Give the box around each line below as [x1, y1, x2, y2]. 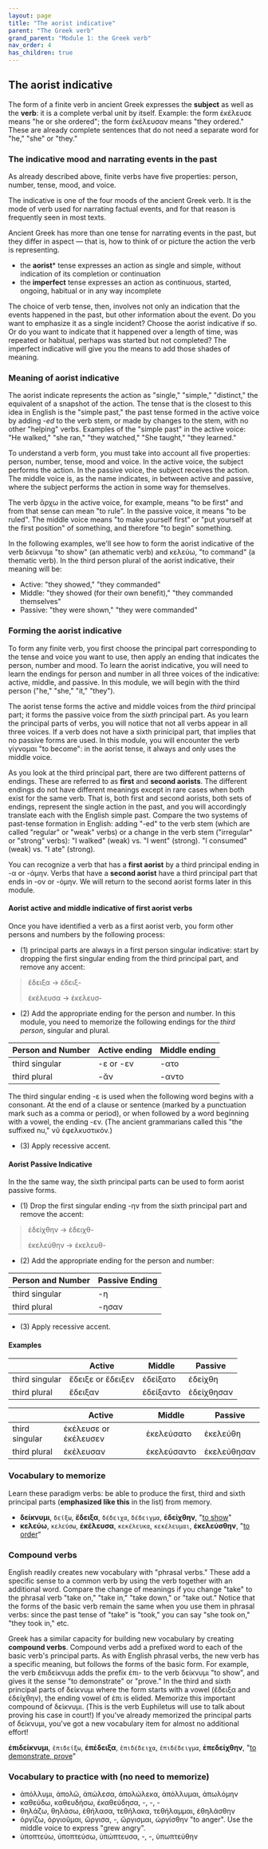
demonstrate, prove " [8, 1751, 77, 1760]
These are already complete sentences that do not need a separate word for [8, 125, 259, 134]
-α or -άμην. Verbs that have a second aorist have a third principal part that [8, 868, 258, 877]
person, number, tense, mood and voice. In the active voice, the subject [8, 457, 244, 467]
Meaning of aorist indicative [8, 372, 120, 384]
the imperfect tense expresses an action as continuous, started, [19, 277, 231, 288]
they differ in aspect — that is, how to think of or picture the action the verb [8, 237, 256, 246]
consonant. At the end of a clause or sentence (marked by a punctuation [8, 1099, 247, 1109]
